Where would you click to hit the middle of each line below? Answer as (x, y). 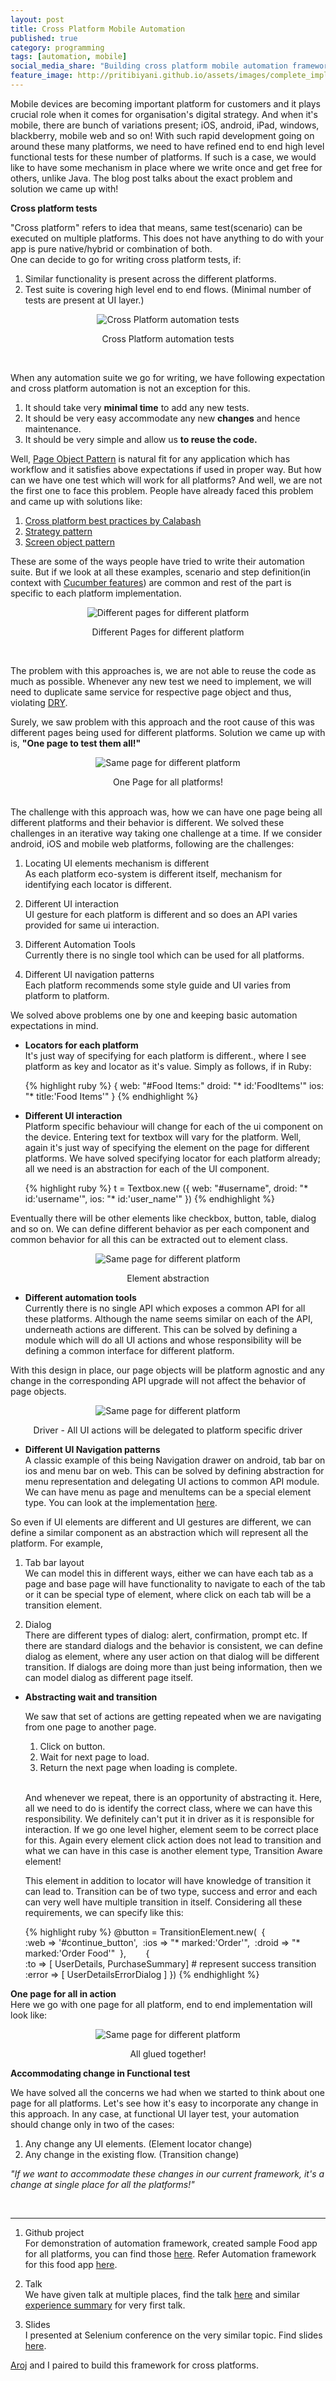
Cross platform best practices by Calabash (113, 520)
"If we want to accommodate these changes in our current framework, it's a (167, 2173)
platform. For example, (57, 1543)
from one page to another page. (90, 1727)
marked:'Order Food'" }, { (87, 1953)
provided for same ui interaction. (92, 925)
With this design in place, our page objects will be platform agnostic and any (167, 1370)
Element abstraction (168, 1278)
